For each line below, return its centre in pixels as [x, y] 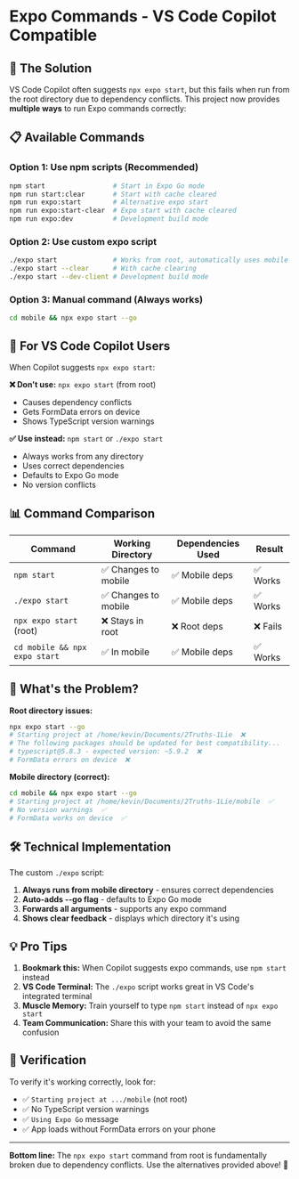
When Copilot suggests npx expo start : [82, 367]
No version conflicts [59, 484]
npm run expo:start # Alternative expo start [109, 202]
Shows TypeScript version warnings [88, 421]
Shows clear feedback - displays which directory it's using [131, 918]
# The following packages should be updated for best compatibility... [145, 744]
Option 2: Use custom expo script [83, 241]
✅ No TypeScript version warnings [85, 1109]
